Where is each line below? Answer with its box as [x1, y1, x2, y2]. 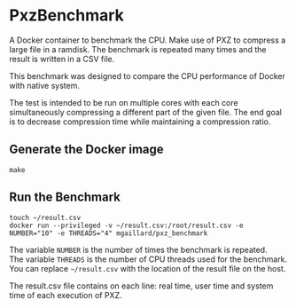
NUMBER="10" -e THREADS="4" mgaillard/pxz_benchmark [9, 228, 208, 238]
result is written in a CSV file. [9, 53, 115, 64]
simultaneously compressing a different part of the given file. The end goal [9, 107, 282, 117]
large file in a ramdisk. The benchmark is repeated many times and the [9, 43, 267, 54]
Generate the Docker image [9, 142, 164, 157]
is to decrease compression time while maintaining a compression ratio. [9, 116, 271, 127]
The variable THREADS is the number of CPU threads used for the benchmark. [9, 254, 288, 265]
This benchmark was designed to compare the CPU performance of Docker [9, 70, 286, 81]
